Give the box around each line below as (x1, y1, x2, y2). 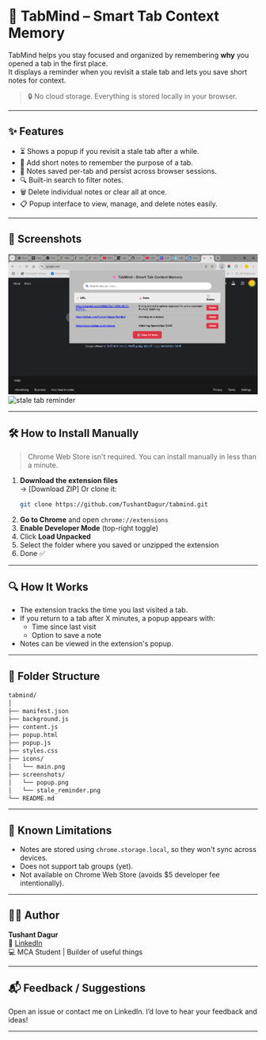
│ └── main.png (8, 763, 66, 771)
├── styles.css (8, 747, 59, 755)
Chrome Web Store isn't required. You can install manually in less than (27, 451, 257, 461)
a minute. (27, 460, 59, 470)
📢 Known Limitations (8, 823, 112, 837)
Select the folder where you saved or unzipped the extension (19, 539, 219, 550)
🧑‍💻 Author (8, 908, 60, 923)
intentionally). (19, 878, 65, 888)
